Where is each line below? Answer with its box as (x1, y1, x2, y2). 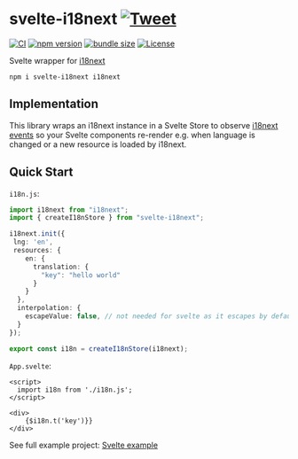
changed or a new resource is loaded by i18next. (9, 138, 187, 150)
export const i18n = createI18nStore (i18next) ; (9, 344, 189, 354)
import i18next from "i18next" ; (9, 205, 129, 214)
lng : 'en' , (12, 237, 53, 247)
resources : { (12, 246, 62, 255)
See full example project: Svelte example (9, 440, 158, 450)
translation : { (32, 262, 90, 271)
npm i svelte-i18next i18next (9, 72, 122, 82)
